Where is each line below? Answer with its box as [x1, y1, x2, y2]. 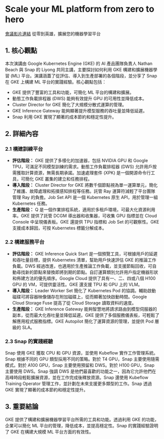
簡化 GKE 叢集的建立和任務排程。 [25, 176, 92, 182]
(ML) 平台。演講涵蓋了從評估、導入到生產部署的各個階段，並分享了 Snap [10, 73, 158, 79]
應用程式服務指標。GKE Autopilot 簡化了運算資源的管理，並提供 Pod [16, 318, 154, 324]
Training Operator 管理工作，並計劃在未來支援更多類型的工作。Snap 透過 [5, 381, 152, 386]
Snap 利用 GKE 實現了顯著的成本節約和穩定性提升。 [12, 114, 117, 120]
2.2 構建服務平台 [5, 239, 45, 246]
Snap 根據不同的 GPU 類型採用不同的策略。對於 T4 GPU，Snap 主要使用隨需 [5, 356, 160, 362]
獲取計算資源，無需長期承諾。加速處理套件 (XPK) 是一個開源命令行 [16, 170, 151, 176]
